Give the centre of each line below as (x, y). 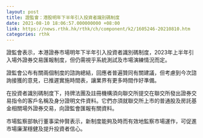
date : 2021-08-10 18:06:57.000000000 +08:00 (63, 23)
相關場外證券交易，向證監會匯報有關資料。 (64, 108)
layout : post (23, 12)
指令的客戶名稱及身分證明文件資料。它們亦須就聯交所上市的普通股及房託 (101, 101)
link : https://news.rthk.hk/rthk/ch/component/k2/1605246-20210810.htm (98, 29)
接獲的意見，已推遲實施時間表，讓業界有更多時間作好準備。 (85, 80)
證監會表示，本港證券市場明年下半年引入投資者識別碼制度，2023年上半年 (98, 53)
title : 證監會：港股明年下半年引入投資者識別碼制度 (63, 18)
